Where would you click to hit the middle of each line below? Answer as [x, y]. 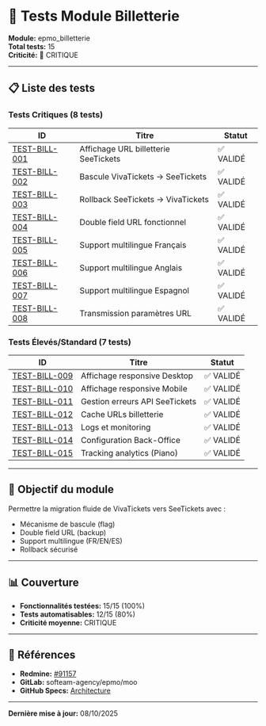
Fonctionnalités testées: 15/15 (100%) [82, 606]
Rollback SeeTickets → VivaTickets [144, 199]
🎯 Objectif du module [61, 489]
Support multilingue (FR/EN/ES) [71, 541]
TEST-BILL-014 [43, 440]
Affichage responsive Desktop [137, 376]
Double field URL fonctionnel [133, 222]
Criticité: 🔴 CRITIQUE [44, 55]
